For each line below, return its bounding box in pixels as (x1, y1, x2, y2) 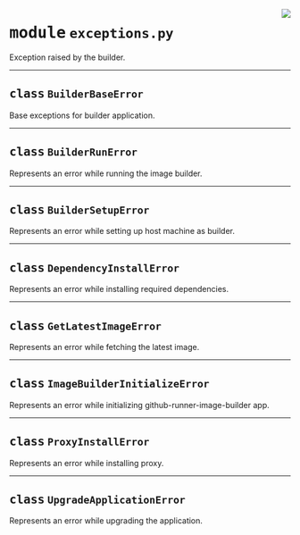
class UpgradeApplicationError (9, 492, 186, 507)
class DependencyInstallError (9, 260, 180, 275)
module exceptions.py (9, 23, 174, 43)
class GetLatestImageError (9, 318, 162, 333)
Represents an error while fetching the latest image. (9, 342, 200, 352)
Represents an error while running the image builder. (9, 168, 203, 179)
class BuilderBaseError (9, 87, 145, 102)
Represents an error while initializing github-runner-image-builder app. (9, 399, 270, 410)
